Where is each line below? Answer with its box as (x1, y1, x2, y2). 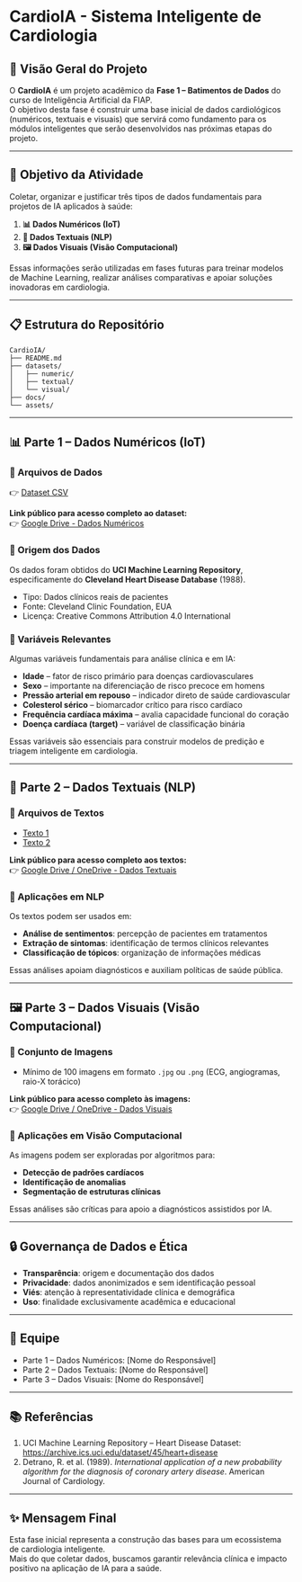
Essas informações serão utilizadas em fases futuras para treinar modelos (9, 263, 284, 273)
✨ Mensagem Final (9, 1510, 117, 1525)
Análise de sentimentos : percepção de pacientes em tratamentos (22, 928, 268, 939)
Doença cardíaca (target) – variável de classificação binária (22, 718, 245, 729)
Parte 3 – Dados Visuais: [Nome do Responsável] (22, 1373, 204, 1384)
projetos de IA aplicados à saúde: (9, 201, 133, 211)
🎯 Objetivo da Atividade (9, 167, 144, 183)
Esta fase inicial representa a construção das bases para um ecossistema (9, 1534, 281, 1545)
